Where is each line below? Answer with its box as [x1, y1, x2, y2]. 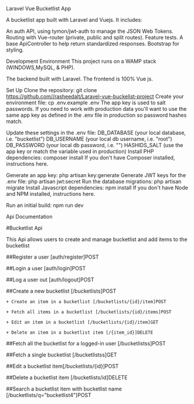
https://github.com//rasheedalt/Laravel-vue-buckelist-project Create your [6, 93, 184, 100]
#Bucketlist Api [6, 225, 43, 231]
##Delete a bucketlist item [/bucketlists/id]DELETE [6, 374, 128, 381]
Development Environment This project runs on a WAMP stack [6, 58, 156, 64]
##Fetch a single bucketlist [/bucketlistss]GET [6, 351, 117, 358]
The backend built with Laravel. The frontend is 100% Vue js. [6, 76, 154, 82]
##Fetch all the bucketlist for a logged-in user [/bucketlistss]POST [6, 340, 166, 347]
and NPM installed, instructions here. [6, 191, 96, 197]
